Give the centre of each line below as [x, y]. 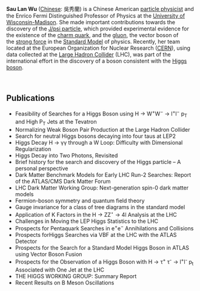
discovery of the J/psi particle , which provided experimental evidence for [98, 29]
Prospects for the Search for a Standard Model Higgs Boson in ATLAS [102, 248]
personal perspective [42, 168]
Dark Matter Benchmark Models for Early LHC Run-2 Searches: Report [103, 175]
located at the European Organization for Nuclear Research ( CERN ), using [98, 48]
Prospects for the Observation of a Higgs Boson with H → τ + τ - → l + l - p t [104, 262]
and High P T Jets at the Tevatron [56, 122]
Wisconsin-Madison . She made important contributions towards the [91, 22]
